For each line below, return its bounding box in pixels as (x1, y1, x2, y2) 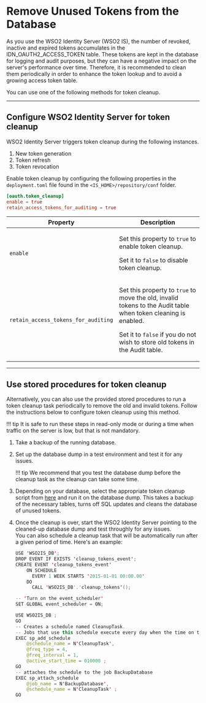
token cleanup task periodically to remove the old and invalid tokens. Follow (6, 402, 198, 409)
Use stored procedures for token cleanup (6, 379, 167, 390)
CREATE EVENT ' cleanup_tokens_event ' (15, 561, 112, 568)
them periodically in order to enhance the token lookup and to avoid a (6, 70, 182, 77)
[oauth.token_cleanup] (6, 193, 64, 199)
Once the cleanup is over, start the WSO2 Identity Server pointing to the (15, 519, 197, 526)
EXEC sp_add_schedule (15, 635, 71, 641)
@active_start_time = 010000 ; (26, 658, 107, 664)
